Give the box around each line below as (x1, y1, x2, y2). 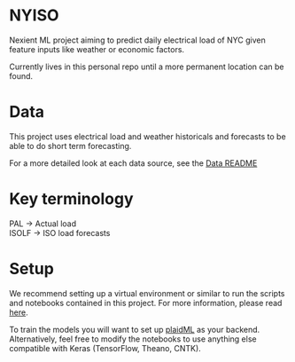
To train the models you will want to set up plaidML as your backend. (9, 324, 260, 334)
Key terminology (9, 189, 135, 209)
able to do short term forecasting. (9, 140, 132, 151)
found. (9, 70, 34, 81)
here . (9, 307, 28, 318)
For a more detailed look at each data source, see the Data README (9, 157, 258, 169)
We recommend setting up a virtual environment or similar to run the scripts (9, 287, 285, 298)
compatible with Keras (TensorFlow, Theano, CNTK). (9, 342, 201, 353)
